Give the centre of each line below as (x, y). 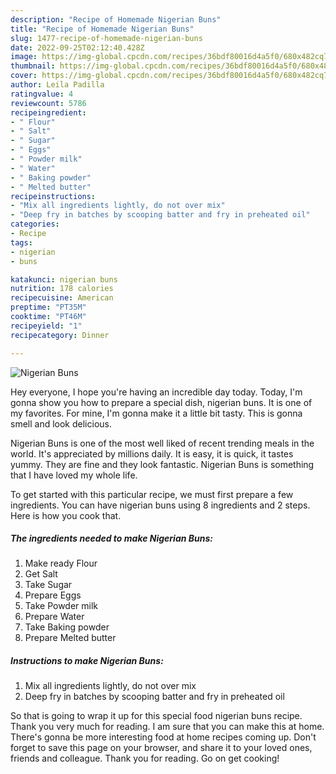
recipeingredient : (48, 112)
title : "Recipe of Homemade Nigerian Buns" (102, 29)
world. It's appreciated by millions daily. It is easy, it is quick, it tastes (152, 453)
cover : (24, 76)
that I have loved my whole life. (74, 475)
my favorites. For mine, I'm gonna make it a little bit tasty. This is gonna (156, 413)
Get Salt (41, 574)
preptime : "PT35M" (48, 307)
